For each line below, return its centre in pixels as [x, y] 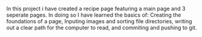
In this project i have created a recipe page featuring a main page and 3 [96, 9]
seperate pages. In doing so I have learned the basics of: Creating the [94, 15]
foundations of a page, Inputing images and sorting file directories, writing [99, 21]
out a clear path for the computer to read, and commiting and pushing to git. [102, 27]
